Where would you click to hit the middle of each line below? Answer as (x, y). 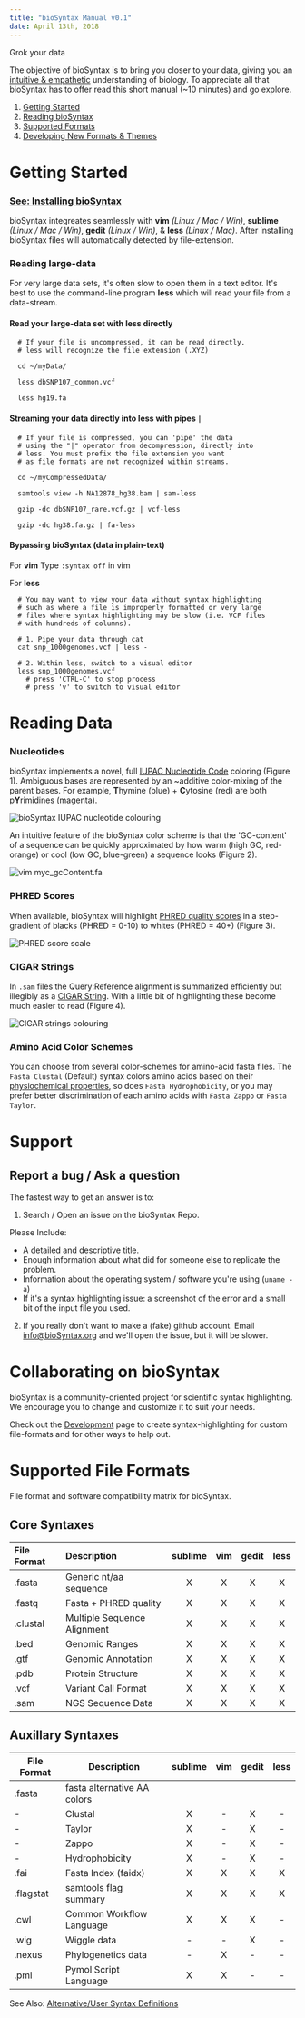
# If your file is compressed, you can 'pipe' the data (125, 437)
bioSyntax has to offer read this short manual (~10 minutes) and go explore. (151, 89)
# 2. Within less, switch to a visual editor (105, 663)
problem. (39, 1270)
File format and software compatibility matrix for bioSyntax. (120, 1496)
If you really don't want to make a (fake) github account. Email (138, 1326)
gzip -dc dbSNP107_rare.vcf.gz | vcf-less (99, 509)
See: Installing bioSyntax (66, 201)
